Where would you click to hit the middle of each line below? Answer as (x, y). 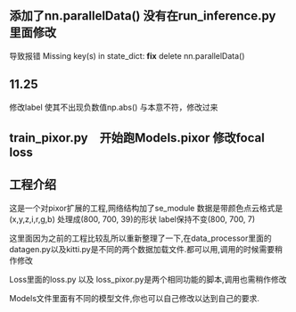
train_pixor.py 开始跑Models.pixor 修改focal (137, 138)
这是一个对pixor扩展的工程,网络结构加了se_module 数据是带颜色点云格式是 (146, 208)
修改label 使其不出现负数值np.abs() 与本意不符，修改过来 (114, 107)
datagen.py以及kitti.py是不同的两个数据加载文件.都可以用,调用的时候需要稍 (146, 249)
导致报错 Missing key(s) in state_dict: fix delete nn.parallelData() (127, 55)
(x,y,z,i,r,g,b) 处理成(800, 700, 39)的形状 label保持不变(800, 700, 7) (132, 219)
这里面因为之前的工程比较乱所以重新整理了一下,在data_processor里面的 (140, 238)
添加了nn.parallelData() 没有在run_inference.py (143, 16)
